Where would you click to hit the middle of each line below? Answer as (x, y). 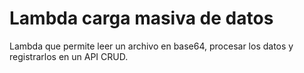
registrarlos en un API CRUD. (69, 56)
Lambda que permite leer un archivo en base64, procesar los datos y (151, 46)
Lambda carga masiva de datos (141, 18)
